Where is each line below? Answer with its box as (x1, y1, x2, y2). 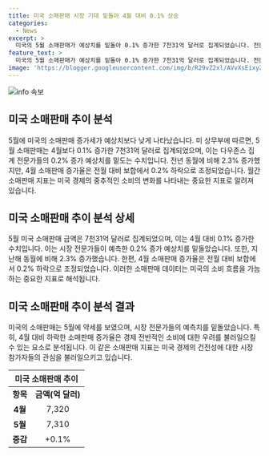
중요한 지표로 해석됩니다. (22, 274, 101, 284)
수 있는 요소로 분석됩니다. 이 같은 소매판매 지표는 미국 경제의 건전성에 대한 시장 (8, 342, 254, 353)
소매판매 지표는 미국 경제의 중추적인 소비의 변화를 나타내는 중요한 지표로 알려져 (8, 176, 255, 185)
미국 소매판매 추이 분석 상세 (8, 211, 134, 224)
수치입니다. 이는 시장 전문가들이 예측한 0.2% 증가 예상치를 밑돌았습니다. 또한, (8, 244, 250, 253)
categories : (8, 19, 48, 27)
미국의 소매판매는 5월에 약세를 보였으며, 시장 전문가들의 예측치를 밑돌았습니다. (8, 322, 252, 333)
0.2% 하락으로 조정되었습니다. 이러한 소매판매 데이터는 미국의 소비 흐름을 (16, 264, 246, 273)
